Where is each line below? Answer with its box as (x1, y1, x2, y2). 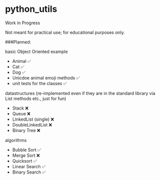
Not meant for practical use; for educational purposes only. (5, 29, 125, 35)
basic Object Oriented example (5, 48, 68, 54)
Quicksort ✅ (12, 158, 37, 164)
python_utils (5, 3, 58, 15)
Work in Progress (5, 20, 40, 26)
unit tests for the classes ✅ (12, 80, 67, 86)
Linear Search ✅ (12, 163, 46, 169)
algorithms (5, 137, 27, 143)
